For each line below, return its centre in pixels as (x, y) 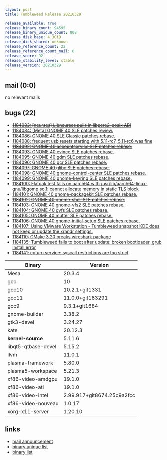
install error (24, 247)
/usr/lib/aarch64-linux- (124, 183)
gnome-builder (26, 314)
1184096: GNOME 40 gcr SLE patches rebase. (60, 162)
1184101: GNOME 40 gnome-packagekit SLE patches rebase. (75, 194)
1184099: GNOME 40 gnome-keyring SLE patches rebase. (72, 178)
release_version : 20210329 (33, 65)
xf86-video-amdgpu (33, 379)
